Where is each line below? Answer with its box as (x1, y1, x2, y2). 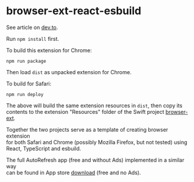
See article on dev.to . (6, 24, 58, 31)
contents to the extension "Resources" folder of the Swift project (6, 108, 164, 115)
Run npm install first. (6, 35, 59, 42)
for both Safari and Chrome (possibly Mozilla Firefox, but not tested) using (6, 138, 188, 146)
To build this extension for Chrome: (6, 46, 92, 54)
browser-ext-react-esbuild (6, 4, 141, 18)
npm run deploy (6, 91, 44, 97)
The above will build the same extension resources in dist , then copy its (6, 102, 183, 109)
